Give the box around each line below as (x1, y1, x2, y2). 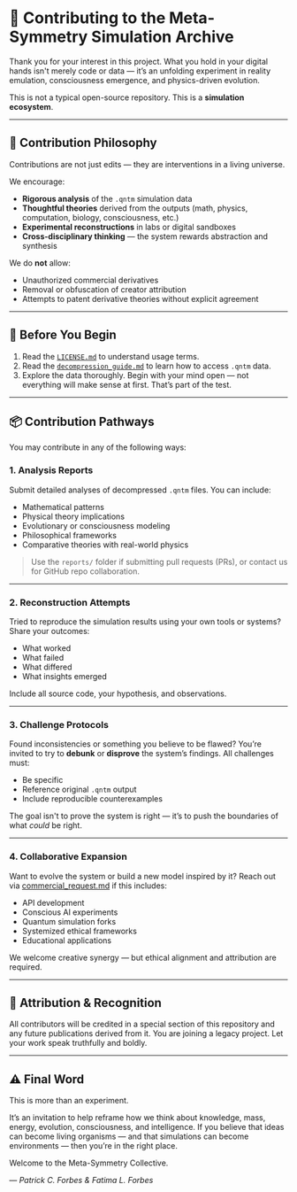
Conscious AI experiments (21, 907, 118, 917)
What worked (21, 642, 72, 654)
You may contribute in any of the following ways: (9, 442, 187, 453)
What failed (21, 652, 65, 662)
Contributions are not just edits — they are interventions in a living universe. (9, 159, 286, 169)
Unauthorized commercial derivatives (21, 275, 159, 285)
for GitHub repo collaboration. (30, 566, 140, 577)
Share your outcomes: (9, 625, 90, 636)
